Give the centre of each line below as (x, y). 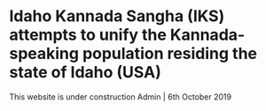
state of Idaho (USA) (85, 73)
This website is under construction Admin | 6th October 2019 (121, 96)
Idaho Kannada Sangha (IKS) (117, 16)
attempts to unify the (88, 35)
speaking (44, 54)
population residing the (170, 54)
